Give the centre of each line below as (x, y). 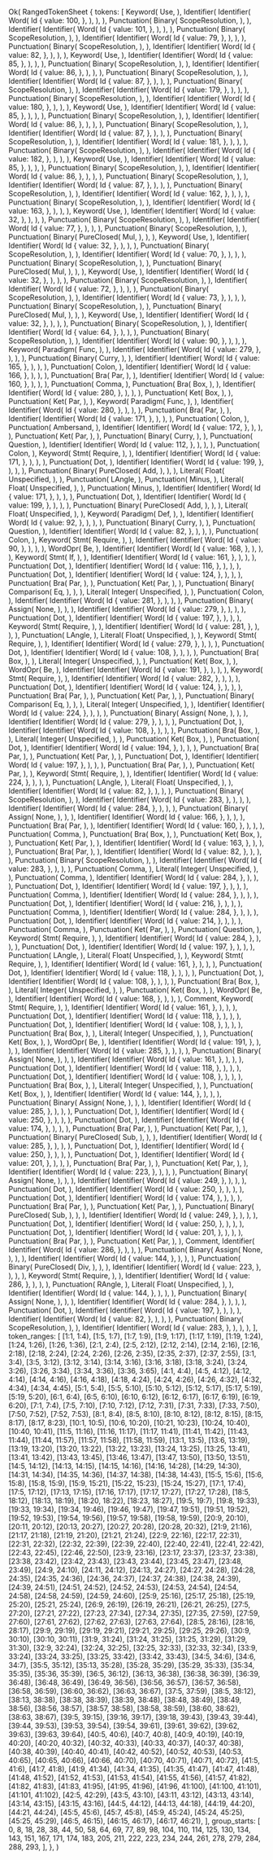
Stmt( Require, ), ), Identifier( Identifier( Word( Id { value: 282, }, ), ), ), (125, 678)
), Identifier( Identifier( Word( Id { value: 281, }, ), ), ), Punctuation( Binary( (131, 600)
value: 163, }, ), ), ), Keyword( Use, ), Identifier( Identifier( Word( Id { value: (132, 211)
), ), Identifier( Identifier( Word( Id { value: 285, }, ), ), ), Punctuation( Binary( (135, 1051)
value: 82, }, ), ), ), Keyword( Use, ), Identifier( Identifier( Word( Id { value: (131, 55)
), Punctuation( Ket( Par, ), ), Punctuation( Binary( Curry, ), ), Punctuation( (131, 436)
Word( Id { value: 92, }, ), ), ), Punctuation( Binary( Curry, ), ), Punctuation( (132, 522)
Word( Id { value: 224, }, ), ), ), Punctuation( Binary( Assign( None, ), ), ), (128, 713)
